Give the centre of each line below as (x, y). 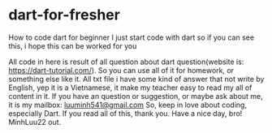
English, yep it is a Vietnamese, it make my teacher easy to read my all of (130, 88)
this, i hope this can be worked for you (73, 45)
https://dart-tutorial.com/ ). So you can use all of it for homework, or (121, 70)
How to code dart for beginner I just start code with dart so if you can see (131, 37)
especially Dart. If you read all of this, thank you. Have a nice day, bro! (125, 113)
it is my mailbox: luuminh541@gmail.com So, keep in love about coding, (128, 105)
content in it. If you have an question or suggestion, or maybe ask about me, (136, 96)
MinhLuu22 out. (35, 122)
